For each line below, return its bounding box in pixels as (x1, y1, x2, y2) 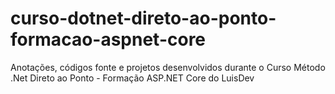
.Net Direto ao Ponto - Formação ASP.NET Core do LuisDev (10, 72, 255, 84)
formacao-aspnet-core (10, 28, 207, 51)
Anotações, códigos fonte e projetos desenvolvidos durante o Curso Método (10, 61, 326, 73)
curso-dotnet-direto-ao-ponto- (10, 7, 277, 30)
